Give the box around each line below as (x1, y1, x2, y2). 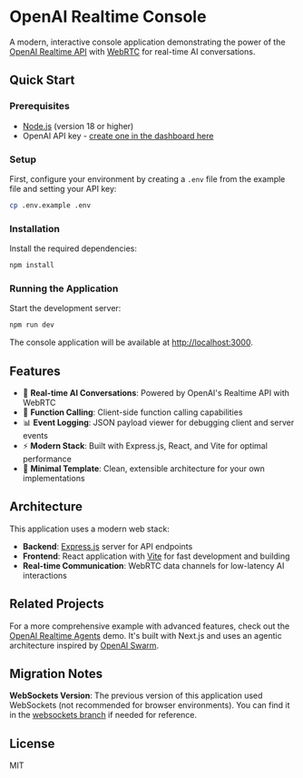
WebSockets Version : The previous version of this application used (9, 690, 263, 702)
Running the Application (9, 282, 119, 295)
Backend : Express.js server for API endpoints (22, 541, 193, 551)
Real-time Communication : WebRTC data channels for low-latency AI (22, 560, 285, 571)
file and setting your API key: (9, 183, 117, 194)
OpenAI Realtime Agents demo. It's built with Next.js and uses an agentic (9, 630, 283, 641)
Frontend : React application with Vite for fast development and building (22, 551, 290, 561)
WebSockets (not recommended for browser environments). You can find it (9, 700, 290, 711)
